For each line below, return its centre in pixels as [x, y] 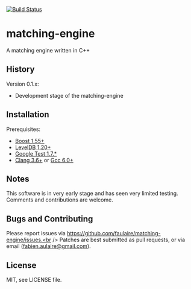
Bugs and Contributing [50, 219]
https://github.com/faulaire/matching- [114, 233]
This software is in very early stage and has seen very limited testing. [92, 194]
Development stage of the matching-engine [69, 95]
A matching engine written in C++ [48, 50]
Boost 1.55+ [30, 141]
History [20, 69]
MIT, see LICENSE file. [34, 280]
